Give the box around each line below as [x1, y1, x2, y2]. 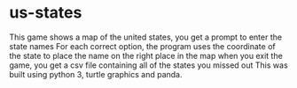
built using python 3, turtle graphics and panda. [9, 69, 183, 79]
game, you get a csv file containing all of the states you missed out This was [9, 60, 288, 70]
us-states [9, 3, 82, 23]
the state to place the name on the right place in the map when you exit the [9, 50, 284, 61]
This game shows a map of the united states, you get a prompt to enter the [9, 32, 282, 42]
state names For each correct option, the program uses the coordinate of [9, 40, 277, 51]
